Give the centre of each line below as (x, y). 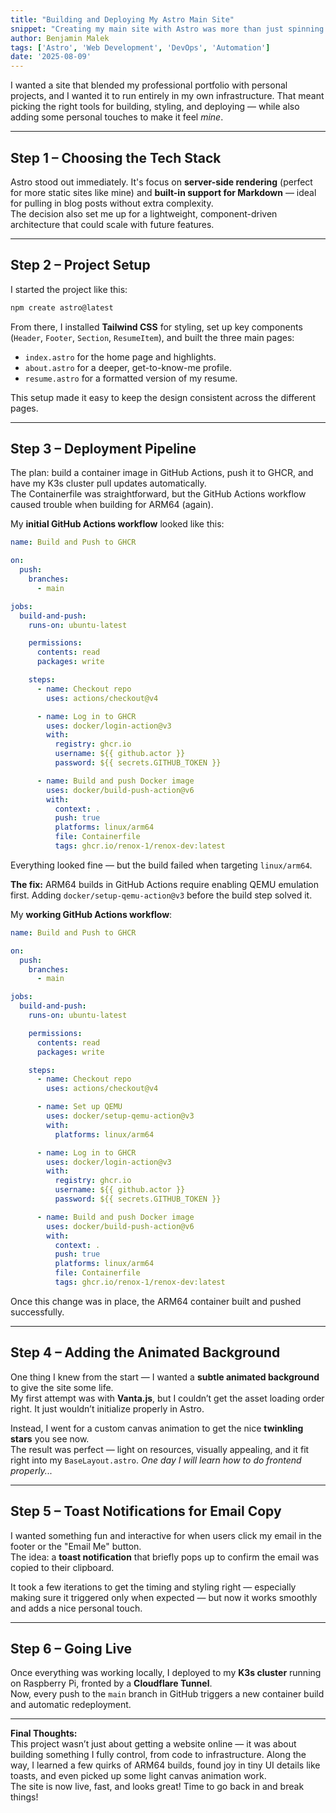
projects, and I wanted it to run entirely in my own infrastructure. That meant (167, 96)
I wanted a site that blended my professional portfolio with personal (149, 85)
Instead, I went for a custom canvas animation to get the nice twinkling (157, 1428)
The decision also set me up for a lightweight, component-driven (144, 213)
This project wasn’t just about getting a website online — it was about (153, 1744)
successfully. (37, 1312)
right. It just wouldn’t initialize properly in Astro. (107, 1408)
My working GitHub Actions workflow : (91, 914)
